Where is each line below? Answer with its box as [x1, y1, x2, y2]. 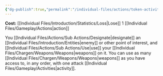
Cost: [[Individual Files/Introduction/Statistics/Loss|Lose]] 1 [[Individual [5, 20, 147, 26]
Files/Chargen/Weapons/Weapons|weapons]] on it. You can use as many [5, 50, 151, 56]
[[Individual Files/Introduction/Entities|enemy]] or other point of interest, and [5, 39, 158, 46]
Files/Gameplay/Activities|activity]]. [5, 65, 76, 71]
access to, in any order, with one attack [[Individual [5, 60, 107, 66]
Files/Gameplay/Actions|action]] [5, 25, 69, 31]
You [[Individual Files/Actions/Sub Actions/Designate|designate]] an [5, 35, 141, 40]
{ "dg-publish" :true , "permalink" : [5, 7, 73, 12]
